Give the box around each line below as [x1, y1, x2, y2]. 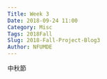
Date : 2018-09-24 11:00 [7, 17, 78, 24]
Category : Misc [7, 23, 53, 31]
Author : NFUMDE [7, 43, 53, 51]
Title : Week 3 [7, 10, 50, 18]
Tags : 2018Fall [7, 30, 53, 38]
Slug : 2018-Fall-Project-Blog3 [7, 37, 101, 44]
